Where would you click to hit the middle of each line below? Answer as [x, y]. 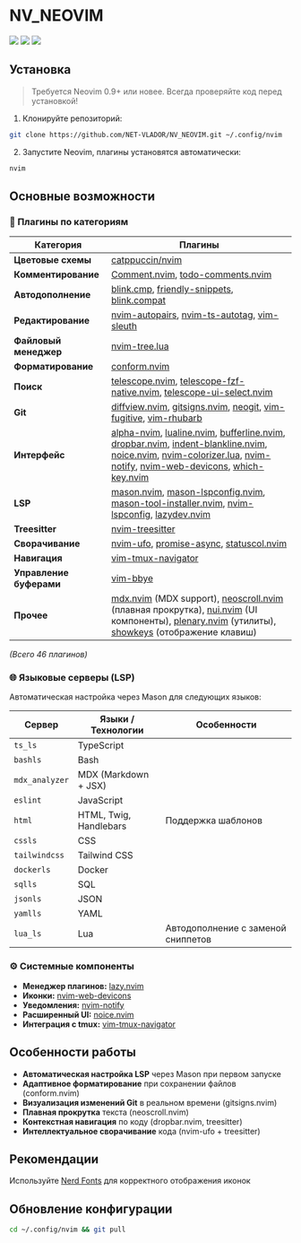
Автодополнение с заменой [226, 928]
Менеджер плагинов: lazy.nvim [83, 986]
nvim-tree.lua [140, 346]
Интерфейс [39, 456]
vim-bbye [132, 578]
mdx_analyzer [42, 780]
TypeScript [101, 745]
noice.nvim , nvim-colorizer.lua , [176, 456]
